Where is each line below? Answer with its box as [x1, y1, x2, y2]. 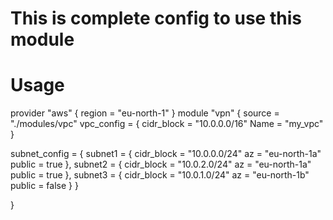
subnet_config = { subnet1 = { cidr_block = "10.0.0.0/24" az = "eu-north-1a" [10, 148, 322, 160]
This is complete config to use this [10, 7, 302, 30]
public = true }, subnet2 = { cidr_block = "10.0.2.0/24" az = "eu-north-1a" [10, 158, 312, 171]
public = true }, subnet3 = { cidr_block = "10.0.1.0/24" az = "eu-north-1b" [10, 169, 310, 181]
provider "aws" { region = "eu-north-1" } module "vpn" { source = [10, 107, 280, 119]
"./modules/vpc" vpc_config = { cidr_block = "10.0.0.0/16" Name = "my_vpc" [10, 118, 324, 130]
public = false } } [10, 180, 79, 192]
